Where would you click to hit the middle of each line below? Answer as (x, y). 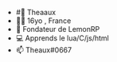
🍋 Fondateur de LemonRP (58, 29)
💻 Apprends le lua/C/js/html (62, 38)
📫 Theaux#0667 (44, 50)
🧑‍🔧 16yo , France (43, 21)
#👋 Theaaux (36, 12)
